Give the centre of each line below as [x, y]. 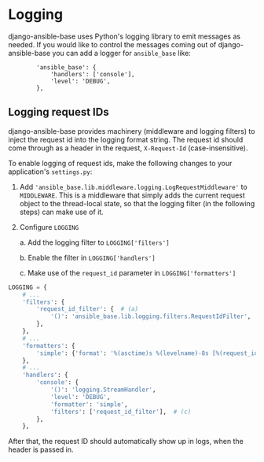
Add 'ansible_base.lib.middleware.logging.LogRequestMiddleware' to [133, 187]
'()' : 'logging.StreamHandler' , [103, 390]
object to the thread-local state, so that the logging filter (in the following [137, 203]
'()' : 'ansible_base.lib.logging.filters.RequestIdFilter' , [150, 316]
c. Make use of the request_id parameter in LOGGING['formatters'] [128, 272]
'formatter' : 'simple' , [89, 404]
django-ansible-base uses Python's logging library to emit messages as [125, 36]
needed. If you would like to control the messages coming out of [112, 44]
